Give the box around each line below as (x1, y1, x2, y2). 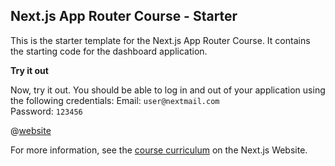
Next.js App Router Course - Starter (10, 8, 238, 25)
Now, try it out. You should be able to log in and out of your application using (10, 84, 326, 96)
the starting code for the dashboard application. (10, 45, 208, 57)
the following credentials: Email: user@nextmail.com (10, 94, 220, 106)
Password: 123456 (10, 105, 83, 117)
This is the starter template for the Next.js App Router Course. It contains (10, 34, 311, 46)
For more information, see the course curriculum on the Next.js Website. (10, 144, 308, 156)
